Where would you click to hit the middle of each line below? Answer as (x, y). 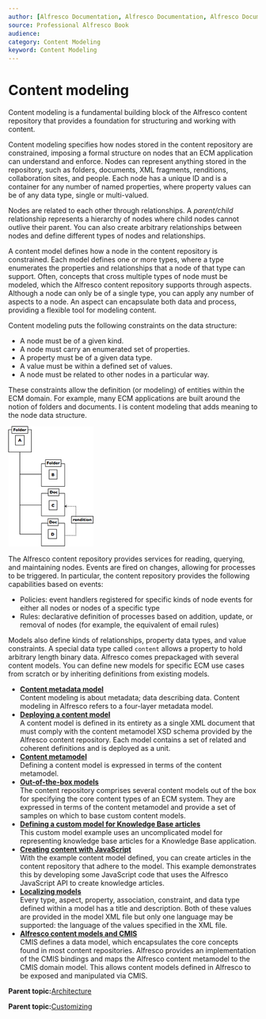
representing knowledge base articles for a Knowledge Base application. (138, 841)
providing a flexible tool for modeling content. (82, 310)
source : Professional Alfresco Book (68, 25)
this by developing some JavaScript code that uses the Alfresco (124, 875)
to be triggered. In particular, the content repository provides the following (129, 576)
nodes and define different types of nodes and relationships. (107, 236)
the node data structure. (47, 416)
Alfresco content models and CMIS (78, 934)
